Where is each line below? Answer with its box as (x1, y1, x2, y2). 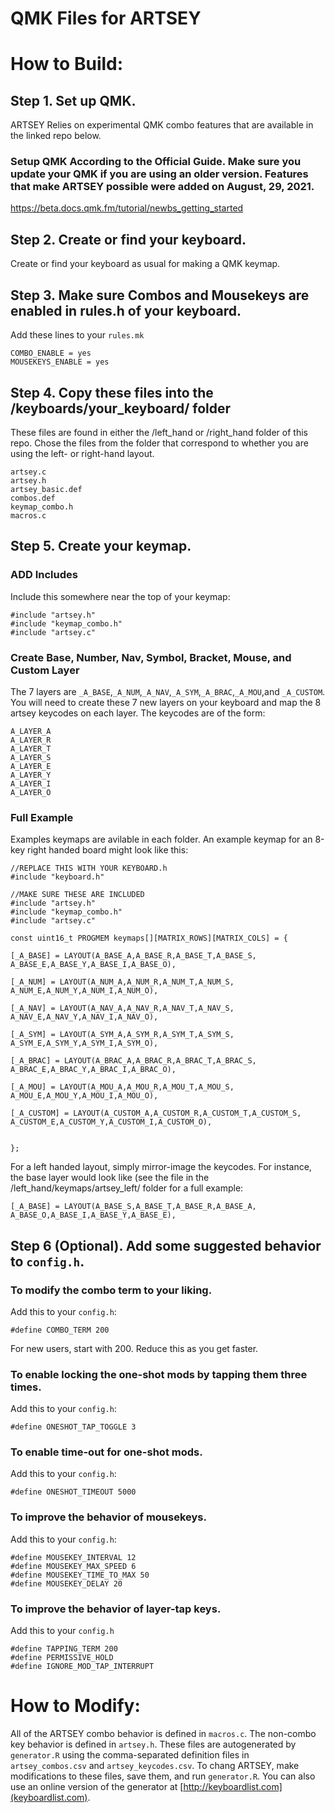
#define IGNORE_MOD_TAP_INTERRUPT (10, 1662, 155, 1672)
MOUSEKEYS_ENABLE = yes (10, 357, 110, 367)
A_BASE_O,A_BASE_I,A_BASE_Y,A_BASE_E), (10, 1210, 177, 1221)
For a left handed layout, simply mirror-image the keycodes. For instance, (10, 1161, 312, 1173)
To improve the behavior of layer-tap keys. (10, 1602, 222, 1616)
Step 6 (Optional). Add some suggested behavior (10, 1237, 322, 1254)
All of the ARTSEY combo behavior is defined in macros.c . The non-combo (10, 1728, 317, 1740)
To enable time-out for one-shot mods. (10, 1445, 203, 1459)
